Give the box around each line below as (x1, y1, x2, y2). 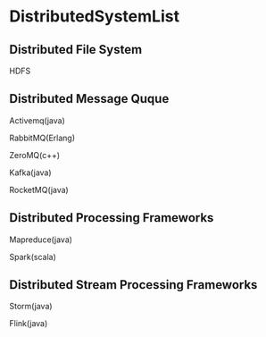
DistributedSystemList (9, 6, 180, 27)
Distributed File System (9, 42, 143, 57)
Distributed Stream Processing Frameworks (9, 277, 258, 292)
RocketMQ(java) (9, 184, 69, 195)
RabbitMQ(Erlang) (9, 132, 76, 143)
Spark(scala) (9, 251, 56, 262)
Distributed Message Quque (9, 91, 170, 106)
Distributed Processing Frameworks (9, 210, 214, 225)
